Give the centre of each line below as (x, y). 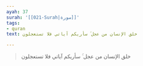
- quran (16, 28)
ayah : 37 (17, 12)
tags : (13, 23)
